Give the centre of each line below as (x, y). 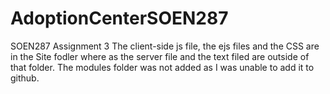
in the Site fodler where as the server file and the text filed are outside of (160, 56)
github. (25, 78)
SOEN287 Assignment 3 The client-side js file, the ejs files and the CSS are (165, 46)
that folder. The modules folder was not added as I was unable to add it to (162, 67)
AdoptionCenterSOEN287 (119, 18)
